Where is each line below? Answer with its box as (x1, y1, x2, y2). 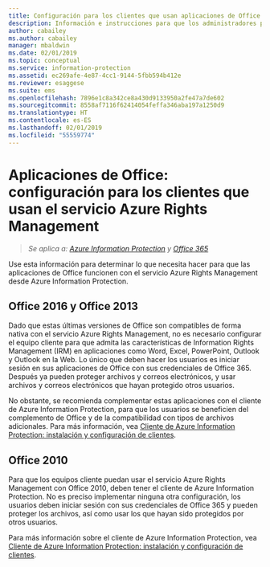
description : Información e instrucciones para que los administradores (8, 19, 257, 27)
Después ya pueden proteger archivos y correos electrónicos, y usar (8, 372, 236, 381)
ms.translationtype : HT (8, 109, 88, 117)
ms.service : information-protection (8, 64, 131, 72)
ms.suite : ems (8, 86, 56, 95)
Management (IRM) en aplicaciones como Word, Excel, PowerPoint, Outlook (8, 346, 260, 356)
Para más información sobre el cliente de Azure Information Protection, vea (8, 533, 257, 543)
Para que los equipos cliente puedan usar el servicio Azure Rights (8, 475, 227, 484)
